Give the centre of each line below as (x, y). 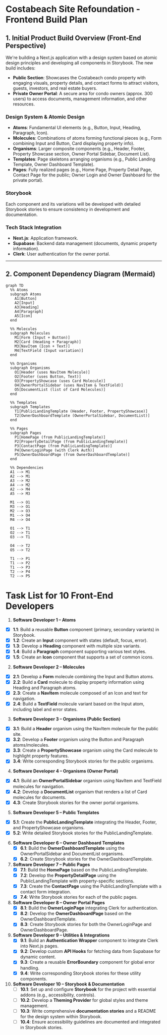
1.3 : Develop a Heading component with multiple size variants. (77, 646)
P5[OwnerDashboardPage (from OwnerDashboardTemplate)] (72, 454)
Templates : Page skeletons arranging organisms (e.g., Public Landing (84, 159)
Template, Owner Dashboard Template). (54, 164)
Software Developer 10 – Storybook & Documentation (69, 984)
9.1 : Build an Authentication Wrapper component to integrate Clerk (89, 940)
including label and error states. (45, 709)
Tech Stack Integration (33, 227)
